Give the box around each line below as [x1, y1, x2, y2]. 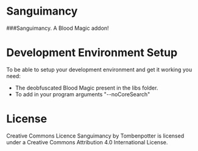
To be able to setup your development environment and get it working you [6, 66, 193, 73]
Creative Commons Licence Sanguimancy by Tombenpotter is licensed [6, 132, 185, 139]
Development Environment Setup [6, 46, 178, 60]
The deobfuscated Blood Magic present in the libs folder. [15, 84, 158, 91]
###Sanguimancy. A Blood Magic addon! [6, 24, 109, 32]
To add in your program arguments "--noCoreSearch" [15, 90, 150, 98]
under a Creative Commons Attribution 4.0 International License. [6, 138, 168, 146]
